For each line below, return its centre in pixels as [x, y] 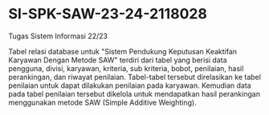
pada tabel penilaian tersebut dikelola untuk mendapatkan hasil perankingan [134, 93]
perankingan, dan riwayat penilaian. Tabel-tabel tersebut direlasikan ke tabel [134, 77]
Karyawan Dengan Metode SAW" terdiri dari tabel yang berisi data [118, 60]
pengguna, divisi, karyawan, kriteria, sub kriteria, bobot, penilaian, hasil [126, 68]
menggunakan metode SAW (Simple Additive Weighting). [102, 102]
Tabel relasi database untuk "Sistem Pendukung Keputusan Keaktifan [123, 51]
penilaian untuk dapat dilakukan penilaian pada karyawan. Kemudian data [130, 85]
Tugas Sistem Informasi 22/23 [58, 36]
